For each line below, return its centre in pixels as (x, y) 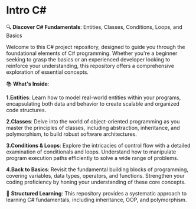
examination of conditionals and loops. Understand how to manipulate (91, 152)
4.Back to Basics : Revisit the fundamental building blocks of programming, (97, 169)
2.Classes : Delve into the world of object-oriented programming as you (93, 121)
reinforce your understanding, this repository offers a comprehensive (90, 66)
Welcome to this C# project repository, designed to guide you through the (96, 47)
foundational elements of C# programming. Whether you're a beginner (92, 53)
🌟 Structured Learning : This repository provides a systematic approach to (97, 193)
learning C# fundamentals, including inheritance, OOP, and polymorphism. (97, 200)
